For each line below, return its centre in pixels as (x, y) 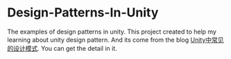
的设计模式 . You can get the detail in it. (62, 48)
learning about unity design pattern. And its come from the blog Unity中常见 (115, 40)
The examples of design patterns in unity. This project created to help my (112, 32)
